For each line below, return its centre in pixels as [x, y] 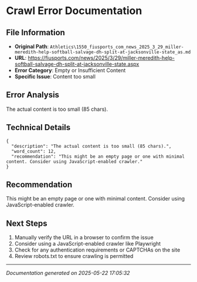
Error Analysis [33, 95]
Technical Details [38, 128]
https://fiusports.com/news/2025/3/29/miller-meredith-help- [101, 58]
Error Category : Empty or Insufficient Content [70, 70]
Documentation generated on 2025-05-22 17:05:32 [68, 273]
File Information [36, 33]
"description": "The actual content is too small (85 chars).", [91, 146]
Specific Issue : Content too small [55, 77]
